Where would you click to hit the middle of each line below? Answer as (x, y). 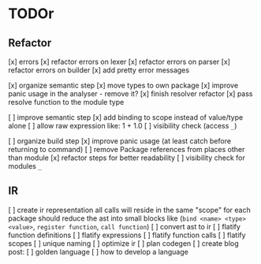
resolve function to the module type (66, 102)
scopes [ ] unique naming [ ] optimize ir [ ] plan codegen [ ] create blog (123, 243)
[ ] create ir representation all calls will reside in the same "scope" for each (129, 210)
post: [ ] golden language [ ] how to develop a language (99, 251)
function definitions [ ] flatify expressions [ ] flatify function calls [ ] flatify (127, 235)
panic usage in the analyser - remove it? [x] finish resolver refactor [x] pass (130, 94)
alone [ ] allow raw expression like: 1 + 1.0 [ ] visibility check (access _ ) (123, 126)
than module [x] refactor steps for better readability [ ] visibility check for (127, 158)
